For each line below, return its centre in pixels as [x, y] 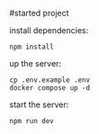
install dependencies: [49, 30]
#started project [39, 13]
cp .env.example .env [50, 80]
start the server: [39, 104]
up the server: [35, 63]
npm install [31, 47]
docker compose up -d [50, 88]
